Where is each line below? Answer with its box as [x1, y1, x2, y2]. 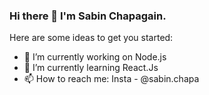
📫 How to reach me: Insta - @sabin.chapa [23, 73, 200, 85]
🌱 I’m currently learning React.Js [23, 62, 159, 74]
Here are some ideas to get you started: [9, 32, 174, 44]
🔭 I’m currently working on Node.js [23, 51, 167, 63]
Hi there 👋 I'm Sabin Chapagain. [9, 9, 167, 23]
